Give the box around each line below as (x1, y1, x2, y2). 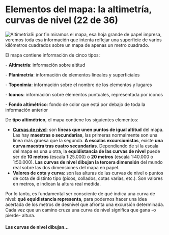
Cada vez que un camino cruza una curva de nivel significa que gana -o (5, 206, 156, 213)
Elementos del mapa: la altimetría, (5, 4, 152, 15)
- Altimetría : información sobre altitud (5, 62, 86, 68)
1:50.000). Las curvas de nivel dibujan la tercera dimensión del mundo (12, 159, 163, 165)
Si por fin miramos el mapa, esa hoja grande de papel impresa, (30, 31, 162, 37)
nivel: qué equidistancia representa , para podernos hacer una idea (5, 196, 147, 202)
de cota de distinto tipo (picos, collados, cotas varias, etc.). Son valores (12, 175, 163, 181)
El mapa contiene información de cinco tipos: (5, 52, 100, 58)
